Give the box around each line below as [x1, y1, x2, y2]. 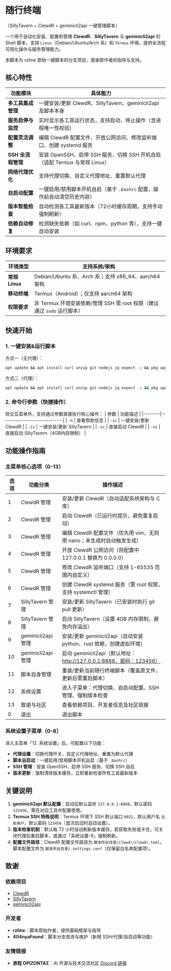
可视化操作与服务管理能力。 [5, 46, 64, 52]
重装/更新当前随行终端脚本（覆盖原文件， [62, 667, 161, 674]
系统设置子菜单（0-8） [5, 727, 62, 734]
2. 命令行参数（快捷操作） [5, 398, 69, 405]
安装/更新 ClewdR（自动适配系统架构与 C [62, 495, 160, 502]
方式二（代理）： [5, 375, 39, 381]
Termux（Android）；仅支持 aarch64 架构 [34, 290, 132, 297]
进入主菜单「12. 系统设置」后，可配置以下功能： [5, 740, 106, 746]
